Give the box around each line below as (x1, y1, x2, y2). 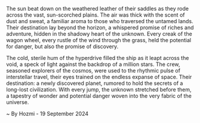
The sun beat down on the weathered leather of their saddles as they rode (6, 5, 189, 12)
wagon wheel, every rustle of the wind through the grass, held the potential (6, 37, 192, 43)
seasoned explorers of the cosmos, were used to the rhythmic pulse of (6, 67, 181, 74)
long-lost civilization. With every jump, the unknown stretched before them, (6, 86, 192, 93)
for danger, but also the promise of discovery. (6, 43, 119, 50)
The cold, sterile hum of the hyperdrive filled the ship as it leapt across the (6, 55, 189, 61)
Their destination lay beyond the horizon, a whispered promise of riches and (6, 24, 194, 31)
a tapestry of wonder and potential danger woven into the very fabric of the (6, 92, 192, 99)
